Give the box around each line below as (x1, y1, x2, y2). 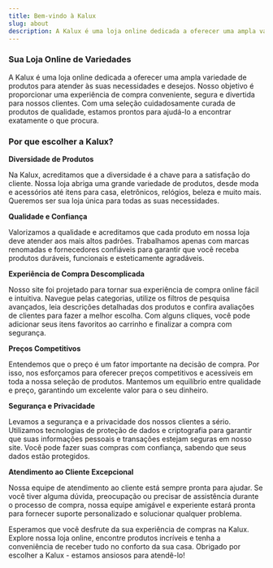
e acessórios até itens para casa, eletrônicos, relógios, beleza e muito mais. (8, 187, 262, 197)
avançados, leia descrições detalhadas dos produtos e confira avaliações (8, 301, 254, 311)
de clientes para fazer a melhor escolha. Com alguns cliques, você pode (8, 310, 250, 320)
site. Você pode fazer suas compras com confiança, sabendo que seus (8, 442, 246, 452)
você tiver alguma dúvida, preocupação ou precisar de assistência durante (8, 491, 259, 501)
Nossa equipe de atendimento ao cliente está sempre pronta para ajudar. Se (8, 483, 263, 492)
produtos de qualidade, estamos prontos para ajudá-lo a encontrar (8, 106, 232, 116)
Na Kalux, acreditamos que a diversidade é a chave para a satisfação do (8, 170, 250, 180)
